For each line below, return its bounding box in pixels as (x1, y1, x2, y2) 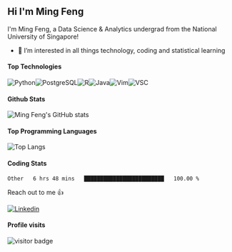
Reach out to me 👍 (7, 188, 64, 196)
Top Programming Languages (7, 126, 98, 135)
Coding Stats (7, 159, 47, 168)
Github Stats (7, 94, 46, 103)
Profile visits (7, 221, 46, 229)
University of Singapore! (7, 32, 79, 41)
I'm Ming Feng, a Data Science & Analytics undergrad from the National (7, 24, 217, 33)
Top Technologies (7, 62, 62, 71)
